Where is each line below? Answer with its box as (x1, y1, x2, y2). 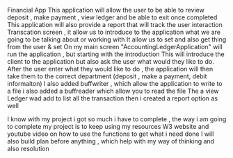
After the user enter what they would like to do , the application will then (7, 65, 214, 73)
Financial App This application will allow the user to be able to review (7, 6, 205, 14)
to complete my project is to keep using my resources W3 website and (7, 123, 209, 130)
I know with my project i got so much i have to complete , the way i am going (7, 115, 227, 123)
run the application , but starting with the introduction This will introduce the (7, 50, 225, 58)
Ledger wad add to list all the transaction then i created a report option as (7, 94, 218, 103)
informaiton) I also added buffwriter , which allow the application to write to (7, 80, 223, 87)
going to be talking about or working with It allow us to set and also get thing (7, 35, 227, 44)
